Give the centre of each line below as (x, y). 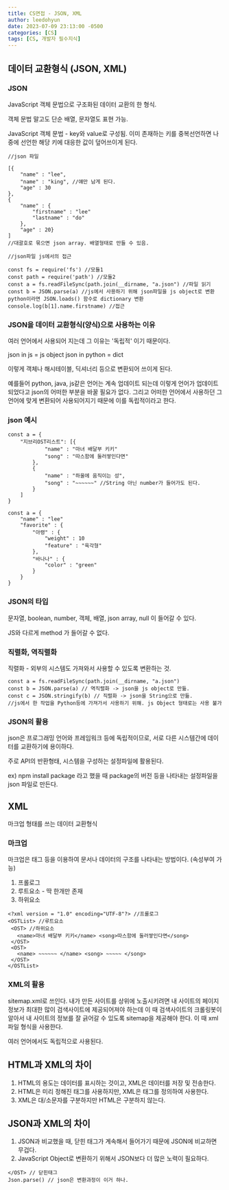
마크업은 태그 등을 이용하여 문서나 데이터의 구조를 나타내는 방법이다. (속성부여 (111, 860)
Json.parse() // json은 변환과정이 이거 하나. (68, 1180)
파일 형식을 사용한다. (35, 1027)
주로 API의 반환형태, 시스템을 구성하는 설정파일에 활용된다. (86, 761)
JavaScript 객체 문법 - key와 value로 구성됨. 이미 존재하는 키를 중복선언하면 (110, 133)
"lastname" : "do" (59, 218)
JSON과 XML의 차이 (49, 1123)
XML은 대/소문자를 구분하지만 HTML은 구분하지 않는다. (92, 1100)
